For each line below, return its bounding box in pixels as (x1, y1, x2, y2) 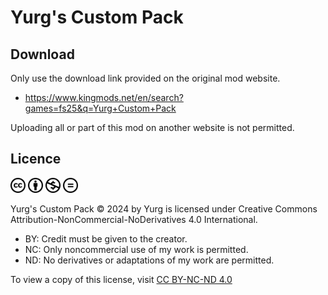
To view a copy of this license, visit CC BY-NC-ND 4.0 (10, 273, 233, 285)
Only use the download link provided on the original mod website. (10, 72, 281, 84)
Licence (10, 151, 62, 168)
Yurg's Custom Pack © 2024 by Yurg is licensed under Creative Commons (10, 202, 318, 215)
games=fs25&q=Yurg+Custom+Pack (24, 102, 177, 114)
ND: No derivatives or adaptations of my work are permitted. (24, 254, 275, 266)
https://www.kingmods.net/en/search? (24, 92, 184, 103)
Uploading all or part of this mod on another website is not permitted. (10, 122, 295, 133)
